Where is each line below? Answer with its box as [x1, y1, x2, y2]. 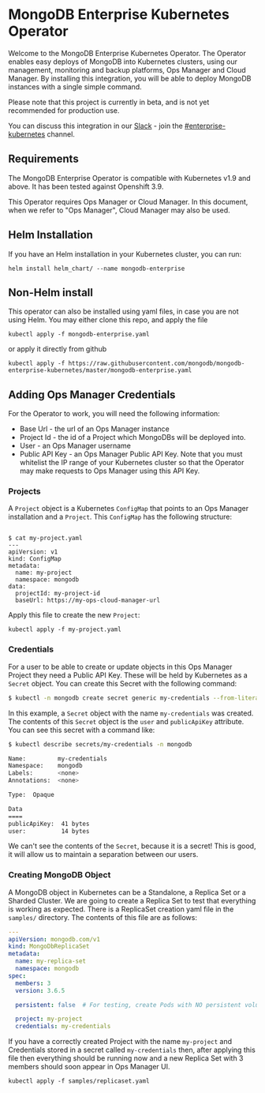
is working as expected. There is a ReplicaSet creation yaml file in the [8, 904, 234, 914]
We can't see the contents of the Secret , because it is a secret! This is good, [8, 841, 256, 851]
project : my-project [15, 1015, 83, 1024]
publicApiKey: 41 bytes [8, 820, 90, 828]
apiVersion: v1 [8, 548, 58, 556]
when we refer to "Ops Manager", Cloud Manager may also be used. [8, 205, 230, 215]
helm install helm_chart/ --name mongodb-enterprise [8, 265, 185, 272]
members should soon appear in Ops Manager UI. [8, 1062, 171, 1072]
